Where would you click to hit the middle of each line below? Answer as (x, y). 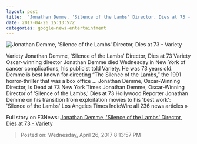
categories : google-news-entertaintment (56, 28)
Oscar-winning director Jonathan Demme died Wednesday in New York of (96, 62)
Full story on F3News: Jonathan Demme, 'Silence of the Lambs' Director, (94, 118)
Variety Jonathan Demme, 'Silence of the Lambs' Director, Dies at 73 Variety (98, 56)
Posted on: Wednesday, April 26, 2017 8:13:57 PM (81, 135)
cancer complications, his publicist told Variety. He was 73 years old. (89, 69)
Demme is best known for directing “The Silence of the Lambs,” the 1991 (94, 75)
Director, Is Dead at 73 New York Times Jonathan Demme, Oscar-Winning (96, 87)
